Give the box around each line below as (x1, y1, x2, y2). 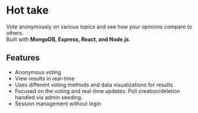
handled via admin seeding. (14, 93, 83, 101)
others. (6, 29, 24, 36)
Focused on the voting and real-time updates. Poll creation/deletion (14, 87, 180, 95)
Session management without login (14, 100, 101, 107)
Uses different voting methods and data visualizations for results (14, 81, 174, 88)
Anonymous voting (14, 69, 61, 76)
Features (6, 53, 40, 63)
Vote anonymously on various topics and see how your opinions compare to (6, 23, 192, 30)
